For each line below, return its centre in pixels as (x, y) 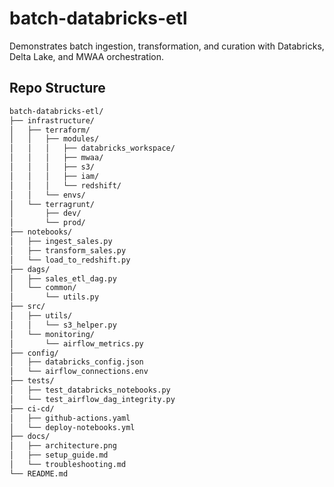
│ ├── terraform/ (50, 130)
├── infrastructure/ (52, 120)
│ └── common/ (43, 288)
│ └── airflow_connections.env (79, 372)
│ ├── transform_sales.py (68, 250)
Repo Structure (57, 88)
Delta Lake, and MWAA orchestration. (86, 56)
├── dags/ (30, 269)
